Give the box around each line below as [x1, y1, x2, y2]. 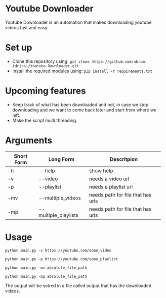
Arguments [5, 135, 53, 146]
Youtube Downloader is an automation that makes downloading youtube [5, 19, 152, 25]
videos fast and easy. [5, 24, 48, 30]
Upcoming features [5, 85, 86, 97]
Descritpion [109, 155, 138, 162]
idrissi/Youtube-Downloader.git [12, 63, 79, 68]
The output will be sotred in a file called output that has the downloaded [5, 283, 152, 289]
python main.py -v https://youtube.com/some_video [5, 248, 112, 253]
